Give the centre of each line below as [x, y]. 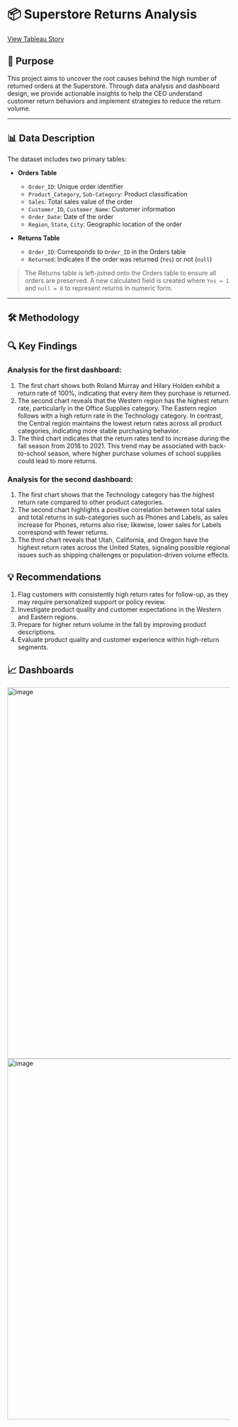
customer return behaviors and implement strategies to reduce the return [114, 101]
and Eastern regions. [48, 617]
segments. [33, 647]
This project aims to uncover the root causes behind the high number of [112, 78]
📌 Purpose [31, 61]
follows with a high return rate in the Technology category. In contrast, [120, 416]
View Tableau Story [36, 39]
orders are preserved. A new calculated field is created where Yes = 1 [127, 280]
